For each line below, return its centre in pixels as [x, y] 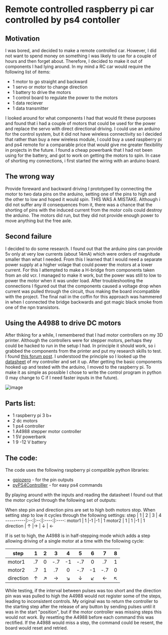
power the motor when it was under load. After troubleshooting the [74, 280]
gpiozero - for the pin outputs [43, 480]
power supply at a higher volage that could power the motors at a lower [79, 264]
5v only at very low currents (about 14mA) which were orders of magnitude [83, 254]
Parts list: [21, 403]
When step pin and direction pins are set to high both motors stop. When [80, 510]
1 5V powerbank [29, 437]
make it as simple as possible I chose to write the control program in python [83, 372]
